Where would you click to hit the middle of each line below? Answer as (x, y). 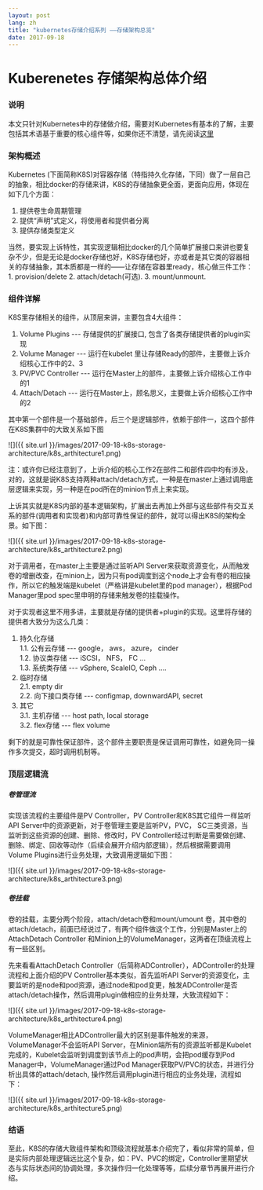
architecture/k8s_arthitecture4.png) (65, 1019)
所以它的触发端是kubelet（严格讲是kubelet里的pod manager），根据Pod (137, 585)
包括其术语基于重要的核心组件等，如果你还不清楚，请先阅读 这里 (111, 134)
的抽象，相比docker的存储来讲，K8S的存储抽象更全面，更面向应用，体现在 (129, 185)
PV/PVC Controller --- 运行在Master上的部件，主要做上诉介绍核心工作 (132, 373)
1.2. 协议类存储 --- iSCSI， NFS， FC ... (83, 658)
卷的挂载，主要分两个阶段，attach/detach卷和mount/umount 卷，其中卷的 (127, 919)
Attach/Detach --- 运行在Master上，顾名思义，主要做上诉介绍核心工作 (133, 393)
